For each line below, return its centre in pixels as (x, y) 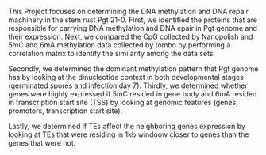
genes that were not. (42, 143)
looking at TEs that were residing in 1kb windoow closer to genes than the (129, 134)
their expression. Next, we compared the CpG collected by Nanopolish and (131, 36)
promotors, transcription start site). (66, 111)
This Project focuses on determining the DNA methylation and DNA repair (128, 11)
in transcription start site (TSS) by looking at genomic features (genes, (123, 102)
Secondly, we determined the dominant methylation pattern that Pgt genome (133, 69)
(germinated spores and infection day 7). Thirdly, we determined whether (128, 85)
